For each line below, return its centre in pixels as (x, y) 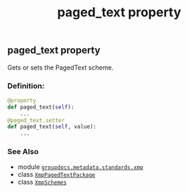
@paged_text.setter (36, 120)
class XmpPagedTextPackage (56, 175)
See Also (23, 152)
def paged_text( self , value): (52, 127)
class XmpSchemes (42, 182)
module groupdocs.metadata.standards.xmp (80, 167)
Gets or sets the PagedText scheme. (60, 67)
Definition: (26, 86)
